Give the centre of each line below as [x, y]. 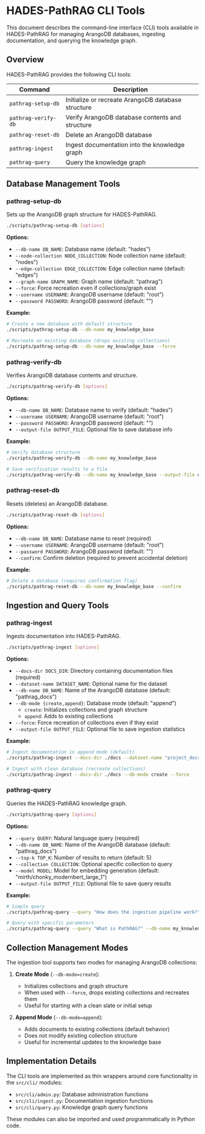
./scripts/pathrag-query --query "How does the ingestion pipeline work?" [103, 912]
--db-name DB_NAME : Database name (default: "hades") [83, 249]
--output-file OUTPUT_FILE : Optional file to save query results [93, 883]
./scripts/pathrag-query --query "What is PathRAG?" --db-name [88, 929]
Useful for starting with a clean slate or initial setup [88, 1005]
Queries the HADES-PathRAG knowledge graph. [67, 803]
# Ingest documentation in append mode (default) [71, 752]
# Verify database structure [43, 452]
